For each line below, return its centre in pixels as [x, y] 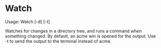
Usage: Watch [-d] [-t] [28, 22]
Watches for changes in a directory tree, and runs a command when [73, 31]
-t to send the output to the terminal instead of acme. [58, 41]
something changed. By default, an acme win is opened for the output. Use [80, 36]
